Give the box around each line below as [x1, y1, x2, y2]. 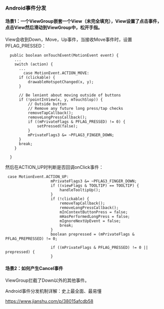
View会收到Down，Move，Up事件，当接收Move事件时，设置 [5, 36, 133, 42]
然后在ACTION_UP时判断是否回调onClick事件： [5, 164, 104, 170]
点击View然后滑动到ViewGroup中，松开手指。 [5, 24, 103, 30]
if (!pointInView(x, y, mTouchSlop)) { [18, 97, 103, 102]
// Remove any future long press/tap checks [27, 106, 124, 111]
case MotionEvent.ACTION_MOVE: [23, 71, 90, 76]
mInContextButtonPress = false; [59, 210, 128, 215]
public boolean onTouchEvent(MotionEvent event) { [10, 53, 119, 58]
